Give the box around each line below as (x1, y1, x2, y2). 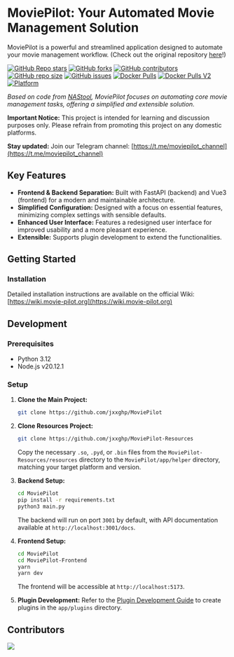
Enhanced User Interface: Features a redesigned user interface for (17, 218, 212, 226)
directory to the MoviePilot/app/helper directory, (78, 455, 221, 464)
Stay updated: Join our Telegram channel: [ (7, 141, 135, 150)
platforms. (7, 128, 37, 137)
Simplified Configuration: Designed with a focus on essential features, (17, 203, 223, 212)
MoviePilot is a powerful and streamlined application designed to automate (7, 43, 223, 51)
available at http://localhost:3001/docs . (17, 523, 136, 532)
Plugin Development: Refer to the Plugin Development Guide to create (17, 596, 221, 604)
